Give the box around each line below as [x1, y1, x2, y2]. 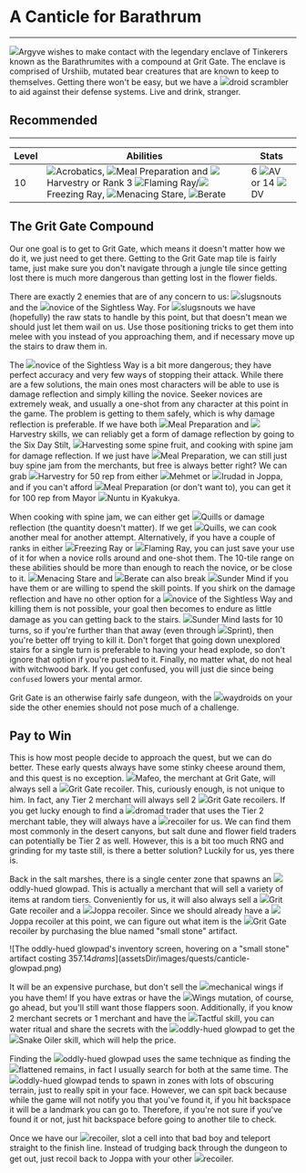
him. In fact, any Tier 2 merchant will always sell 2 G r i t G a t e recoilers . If [9, 794, 286, 805]
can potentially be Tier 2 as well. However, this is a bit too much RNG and [9, 835, 284, 846]
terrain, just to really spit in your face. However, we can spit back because [9, 1084, 287, 1096]
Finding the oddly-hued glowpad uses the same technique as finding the [9, 1053, 291, 1064]
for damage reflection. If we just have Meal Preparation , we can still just [9, 450, 288, 461]
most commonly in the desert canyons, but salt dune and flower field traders [9, 826, 297, 837]
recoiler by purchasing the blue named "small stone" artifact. [9, 926, 239, 937]
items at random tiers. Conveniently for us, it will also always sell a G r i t [9, 895, 283, 906]
